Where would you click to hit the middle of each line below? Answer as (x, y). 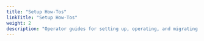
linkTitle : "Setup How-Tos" (42, 17)
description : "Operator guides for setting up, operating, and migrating (102, 29)
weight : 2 (19, 23)
